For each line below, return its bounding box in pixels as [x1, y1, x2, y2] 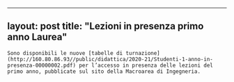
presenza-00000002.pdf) [7, 62, 77, 69]
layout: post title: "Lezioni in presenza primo [7, 20, 204, 32]
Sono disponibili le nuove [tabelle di [7, 49, 123, 56]
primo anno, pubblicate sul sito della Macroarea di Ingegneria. [7, 67, 201, 75]
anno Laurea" [7, 31, 68, 43]
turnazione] [125, 49, 160, 56]
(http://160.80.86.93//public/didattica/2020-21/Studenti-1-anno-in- [7, 56, 214, 63]
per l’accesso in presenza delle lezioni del [79, 62, 214, 69]
